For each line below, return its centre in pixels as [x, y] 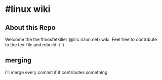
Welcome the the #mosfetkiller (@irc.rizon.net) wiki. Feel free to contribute [81, 39]
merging [19, 60]
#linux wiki [28, 9]
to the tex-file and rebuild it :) [35, 45]
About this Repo [30, 28]
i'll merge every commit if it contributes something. [57, 72]
